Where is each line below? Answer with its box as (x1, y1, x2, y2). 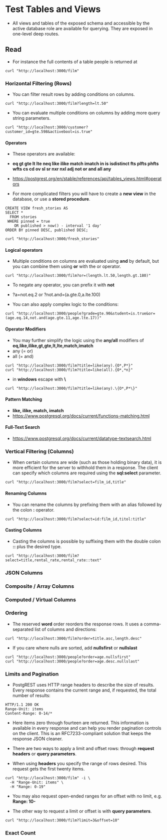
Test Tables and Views (5, 4, 101, 15)
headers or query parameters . (12, 751, 76, 757)
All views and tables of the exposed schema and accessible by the (12, 20, 150, 26)
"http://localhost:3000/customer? (16, 125, 88, 130)
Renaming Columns (5, 490, 47, 496)
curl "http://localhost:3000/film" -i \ (5, 776, 91, 781)
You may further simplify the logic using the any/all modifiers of (12, 337, 144, 343)
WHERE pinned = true (7, 219, 50, 224)
